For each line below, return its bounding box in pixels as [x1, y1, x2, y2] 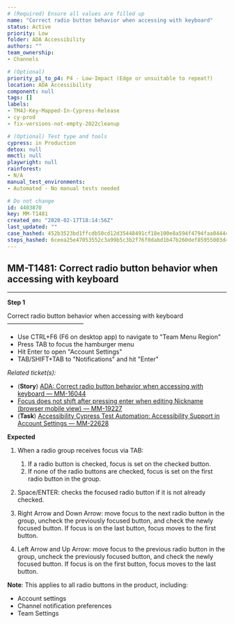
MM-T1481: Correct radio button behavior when [7, 263, 218, 275]
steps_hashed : [7, 236, 49, 243]
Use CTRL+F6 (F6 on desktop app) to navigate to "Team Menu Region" [17, 333, 221, 341]
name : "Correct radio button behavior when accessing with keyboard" [7, 17, 214, 24]
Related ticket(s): [7, 368, 56, 377]
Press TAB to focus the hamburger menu [17, 340, 134, 349]
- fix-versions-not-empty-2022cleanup [7, 120, 120, 127]
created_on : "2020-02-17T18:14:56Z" [7, 217, 114, 224]
